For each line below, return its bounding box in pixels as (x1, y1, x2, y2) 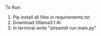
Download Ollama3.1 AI (12, 20, 61, 25)
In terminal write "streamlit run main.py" (12, 25, 97, 31)
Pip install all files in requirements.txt (12, 14, 90, 20)
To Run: (5, 5, 21, 10)
